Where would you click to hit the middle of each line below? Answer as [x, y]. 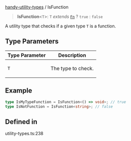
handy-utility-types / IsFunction [37, 7]
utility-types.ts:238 [24, 134]
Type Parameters [32, 41]
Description [72, 55]
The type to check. [72, 68]
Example [19, 91]
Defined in [21, 122]
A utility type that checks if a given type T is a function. [61, 26]
